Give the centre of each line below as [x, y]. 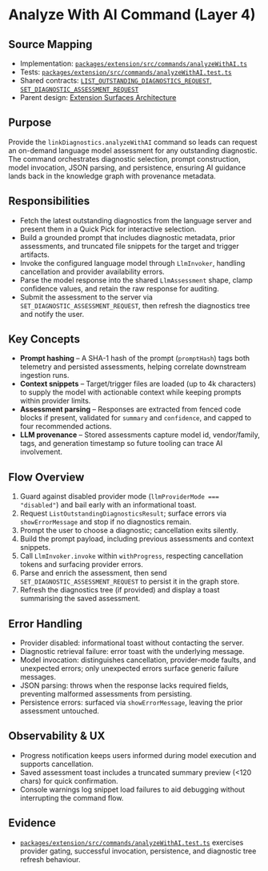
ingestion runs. [44, 375]
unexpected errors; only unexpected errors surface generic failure [129, 668]
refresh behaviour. [50, 859]
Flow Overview [46, 477]
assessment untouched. [60, 711]
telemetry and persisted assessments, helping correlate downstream [133, 367]
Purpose [30, 123]
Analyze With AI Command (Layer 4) [132, 15]
